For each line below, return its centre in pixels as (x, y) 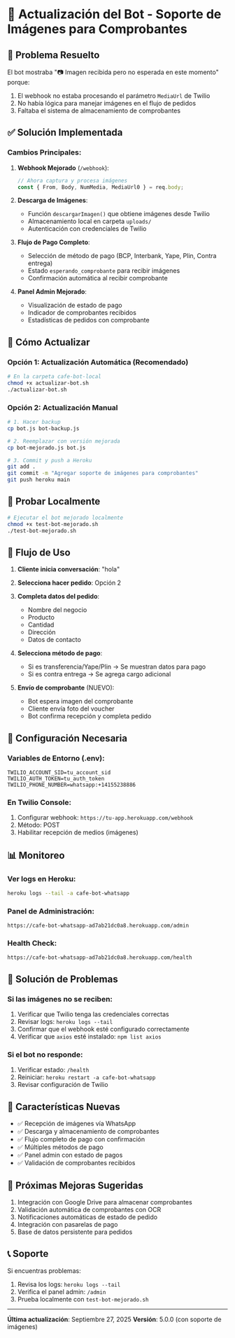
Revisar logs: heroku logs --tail (65, 1022)
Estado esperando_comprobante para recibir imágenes (104, 271)
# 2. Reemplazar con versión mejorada (64, 441)
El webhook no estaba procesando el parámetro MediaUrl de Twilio (114, 96)
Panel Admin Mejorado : (52, 292)
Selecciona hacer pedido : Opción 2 (69, 583)
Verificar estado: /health (53, 1070)
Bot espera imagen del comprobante (80, 702)
